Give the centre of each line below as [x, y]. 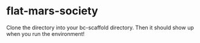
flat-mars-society [52, 11]
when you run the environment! [46, 33]
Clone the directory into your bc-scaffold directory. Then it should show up [100, 27]
